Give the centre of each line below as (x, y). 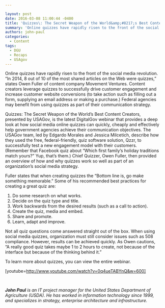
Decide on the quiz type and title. (46, 201)
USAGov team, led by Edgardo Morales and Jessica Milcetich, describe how (82, 135)
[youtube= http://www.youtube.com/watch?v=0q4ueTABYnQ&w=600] (76, 271)
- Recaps (18, 55)
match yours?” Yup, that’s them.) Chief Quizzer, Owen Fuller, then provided (81, 156)
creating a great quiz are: (31, 186)
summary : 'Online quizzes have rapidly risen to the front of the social (82, 27)
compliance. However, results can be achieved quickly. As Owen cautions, (80, 242)
